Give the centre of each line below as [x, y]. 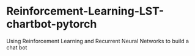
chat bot [17, 47]
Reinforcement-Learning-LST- [85, 11]
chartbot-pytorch [52, 24]
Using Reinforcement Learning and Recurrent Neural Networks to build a [98, 41]
